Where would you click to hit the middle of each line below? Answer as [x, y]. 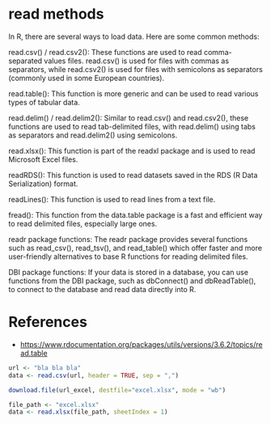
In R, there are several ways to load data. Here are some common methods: [134, 36]
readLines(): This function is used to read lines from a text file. [112, 199]
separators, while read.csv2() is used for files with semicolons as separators [135, 69]
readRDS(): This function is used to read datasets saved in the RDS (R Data [133, 175]
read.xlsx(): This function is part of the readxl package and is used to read [132, 151]
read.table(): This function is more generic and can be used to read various [133, 93]
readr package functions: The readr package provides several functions [128, 239]
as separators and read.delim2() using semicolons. [93, 135]
